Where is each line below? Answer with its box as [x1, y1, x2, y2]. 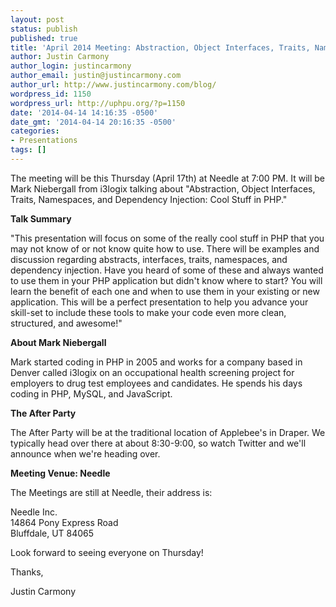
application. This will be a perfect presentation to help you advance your [10, 296, 309, 308]
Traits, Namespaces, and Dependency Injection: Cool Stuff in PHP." [10, 193, 288, 205]
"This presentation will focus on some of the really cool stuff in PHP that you [10, 232, 325, 244]
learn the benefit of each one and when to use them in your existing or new [10, 285, 320, 297]
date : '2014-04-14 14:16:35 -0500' [10, 107, 159, 118]
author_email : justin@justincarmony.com [10, 71, 182, 81]
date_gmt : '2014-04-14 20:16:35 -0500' [10, 117, 177, 127]
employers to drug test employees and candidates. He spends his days [10, 377, 303, 389]
